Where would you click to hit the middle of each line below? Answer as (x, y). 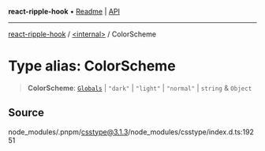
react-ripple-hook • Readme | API (64, 11)
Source (26, 113)
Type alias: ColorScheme (92, 66)
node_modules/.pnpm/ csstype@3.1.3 (68, 132)
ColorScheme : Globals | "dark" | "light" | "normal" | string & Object (140, 88)
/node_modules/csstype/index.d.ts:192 (191, 132)
